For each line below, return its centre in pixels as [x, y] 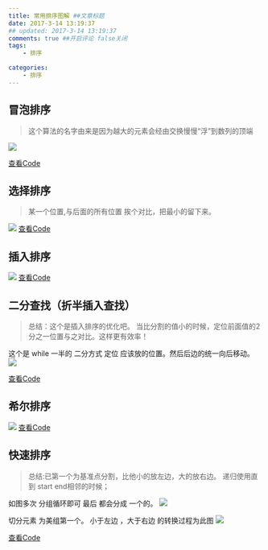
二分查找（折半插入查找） [72, 306]
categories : [28, 68]
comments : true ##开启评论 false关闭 [68, 38]
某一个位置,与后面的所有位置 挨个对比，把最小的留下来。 [122, 212]
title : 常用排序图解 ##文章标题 [56, 16]
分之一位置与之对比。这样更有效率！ [88, 336]
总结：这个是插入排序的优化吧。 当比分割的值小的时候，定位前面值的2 [144, 326]
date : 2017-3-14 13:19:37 [52, 23]
